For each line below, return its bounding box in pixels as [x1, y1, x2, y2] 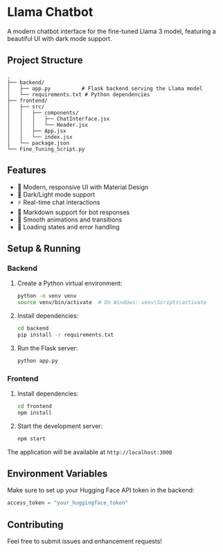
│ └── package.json [7, 139, 70, 146]
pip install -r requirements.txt [17, 331, 114, 338]
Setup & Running [7, 242, 81, 254]
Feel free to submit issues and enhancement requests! [7, 537, 163, 546]
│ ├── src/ [7, 103, 45, 110]
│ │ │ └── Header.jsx [7, 121, 89, 128]
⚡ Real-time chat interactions [17, 198, 100, 206]
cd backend [17, 325, 49, 332]
